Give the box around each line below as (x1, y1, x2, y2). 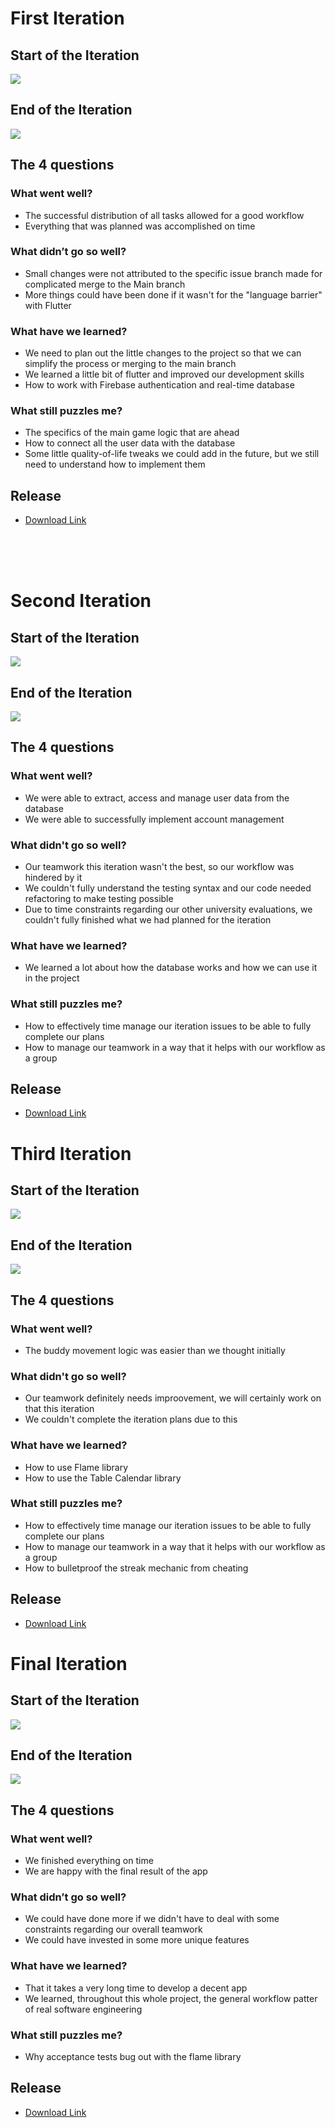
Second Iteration (10, 590, 152, 612)
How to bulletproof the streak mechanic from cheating (24, 1562, 249, 1574)
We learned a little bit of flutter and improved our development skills (24, 368, 305, 381)
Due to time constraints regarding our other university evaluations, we (24, 903, 313, 915)
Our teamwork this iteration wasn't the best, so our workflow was (24, 861, 295, 872)
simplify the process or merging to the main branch (24, 358, 237, 370)
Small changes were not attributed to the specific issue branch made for (24, 267, 323, 279)
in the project (24, 972, 80, 984)
